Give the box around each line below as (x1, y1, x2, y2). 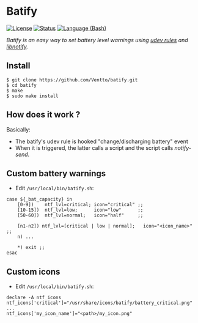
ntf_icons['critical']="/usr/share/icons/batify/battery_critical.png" (6, 300, 193, 306)
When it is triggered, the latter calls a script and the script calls (15, 144, 174, 151)
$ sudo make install (6, 93, 59, 99)
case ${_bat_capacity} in (6, 196, 72, 202)
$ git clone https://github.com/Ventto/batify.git (6, 76, 138, 83)
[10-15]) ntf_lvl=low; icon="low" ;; (17, 207, 144, 213)
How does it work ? (6, 110, 81, 120)
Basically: (6, 125, 31, 133)
